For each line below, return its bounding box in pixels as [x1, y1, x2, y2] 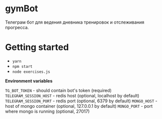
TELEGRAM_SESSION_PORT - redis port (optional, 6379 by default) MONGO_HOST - [5, 98, 158, 104]
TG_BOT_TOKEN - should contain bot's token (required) [5, 87, 112, 93]
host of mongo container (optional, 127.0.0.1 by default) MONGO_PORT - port [5, 103, 153, 109]
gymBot [5, 3, 39, 14]
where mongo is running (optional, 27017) [5, 108, 90, 114]
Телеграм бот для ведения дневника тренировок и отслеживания [5, 19, 145, 25]
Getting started [5, 42, 69, 53]
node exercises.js [12, 69, 50, 74]
